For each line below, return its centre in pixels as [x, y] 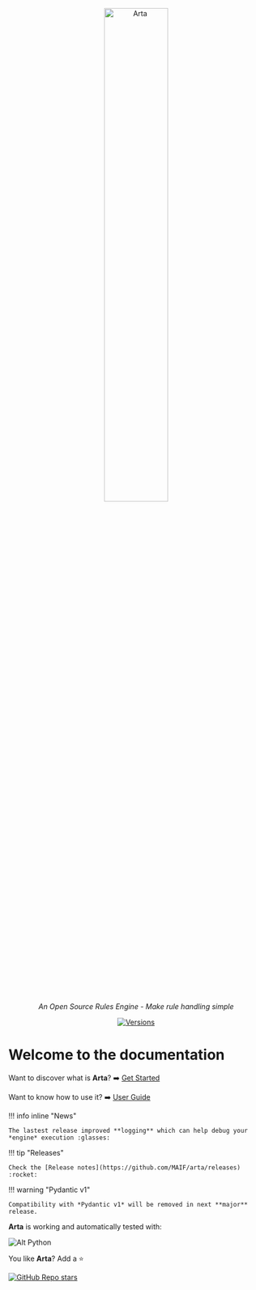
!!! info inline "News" [43, 1115]
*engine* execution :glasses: [60, 1138]
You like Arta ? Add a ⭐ [46, 1258]
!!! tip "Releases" [36, 1152]
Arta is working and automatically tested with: [85, 1226]
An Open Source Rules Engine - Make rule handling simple [136, 1007]
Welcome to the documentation [117, 1055]
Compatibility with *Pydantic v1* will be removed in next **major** [128, 1204]
